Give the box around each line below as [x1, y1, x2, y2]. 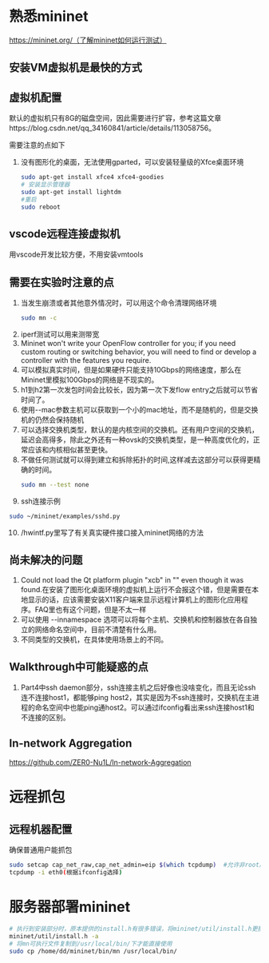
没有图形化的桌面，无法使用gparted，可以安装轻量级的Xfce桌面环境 [20, 157, 244, 167]
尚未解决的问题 [9, 553, 83, 567]
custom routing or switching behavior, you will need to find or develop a [20, 347, 257, 356]
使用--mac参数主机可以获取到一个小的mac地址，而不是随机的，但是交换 [20, 405, 259, 415]
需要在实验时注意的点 [9, 275, 114, 289]
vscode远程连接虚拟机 [9, 227, 121, 241]
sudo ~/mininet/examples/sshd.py [9, 512, 121, 520]
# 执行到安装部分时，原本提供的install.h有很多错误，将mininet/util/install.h [9, 925, 252, 933]
